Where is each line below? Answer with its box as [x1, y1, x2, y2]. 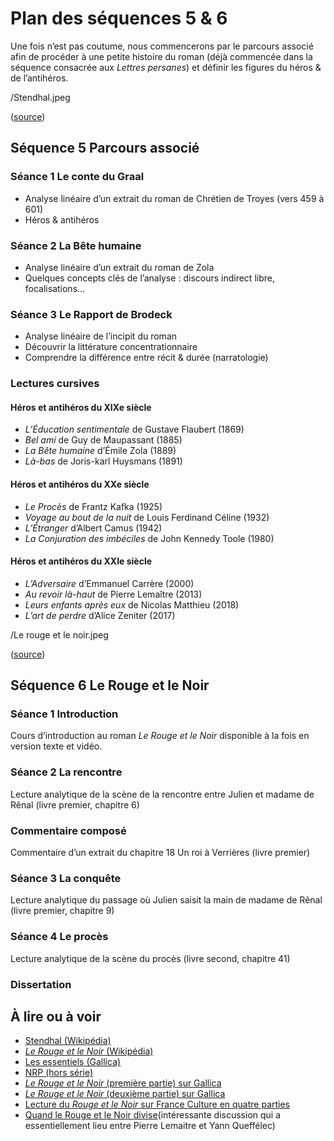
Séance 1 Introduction [10, 707, 119, 721]
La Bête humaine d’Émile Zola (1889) [24, 445, 177, 457]
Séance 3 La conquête [10, 871, 122, 885]
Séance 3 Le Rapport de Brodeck [10, 307, 173, 321]
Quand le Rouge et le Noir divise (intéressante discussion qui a [24, 1109, 282, 1121]
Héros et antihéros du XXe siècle [10, 478, 150, 490]
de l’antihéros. [10, 72, 69, 84]
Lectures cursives [10, 377, 100, 391]
